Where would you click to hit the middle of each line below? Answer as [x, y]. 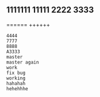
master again [23, 62]
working [16, 78]
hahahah [16, 83]
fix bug [16, 73]
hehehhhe [17, 89]
